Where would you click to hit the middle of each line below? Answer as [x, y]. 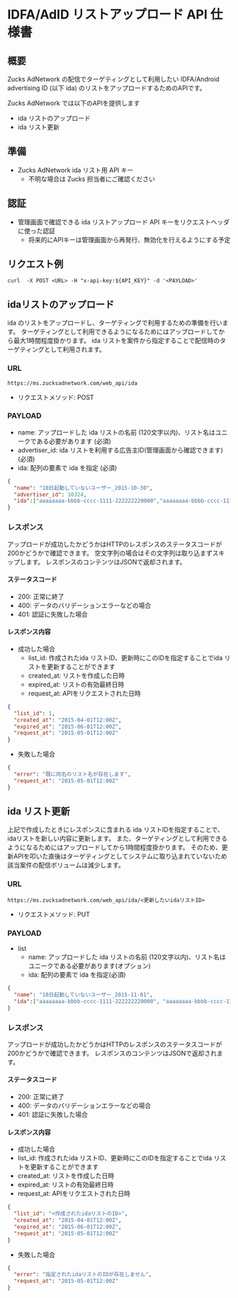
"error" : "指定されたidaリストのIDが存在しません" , [83, 1275]
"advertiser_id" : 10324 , [50, 494]
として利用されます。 [75, 349]
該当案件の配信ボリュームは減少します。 [66, 865]
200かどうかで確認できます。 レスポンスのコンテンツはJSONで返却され [112, 1053]
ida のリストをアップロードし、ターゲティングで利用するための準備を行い [115, 323]
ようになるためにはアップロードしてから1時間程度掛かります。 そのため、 [114, 847]
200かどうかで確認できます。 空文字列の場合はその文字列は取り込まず [110, 553]
